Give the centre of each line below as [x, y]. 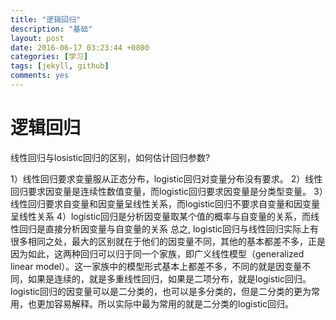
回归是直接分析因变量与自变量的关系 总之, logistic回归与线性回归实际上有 [169, 228]
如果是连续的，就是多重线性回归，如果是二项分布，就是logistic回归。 [169, 278]
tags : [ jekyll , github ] [60, 66]
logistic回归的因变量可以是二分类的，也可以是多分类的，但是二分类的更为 [161, 291]
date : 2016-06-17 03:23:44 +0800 [80, 47]
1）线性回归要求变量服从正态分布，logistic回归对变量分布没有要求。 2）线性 [166, 178]
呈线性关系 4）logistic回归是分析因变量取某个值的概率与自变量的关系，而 [161, 216]
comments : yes [40, 76]
